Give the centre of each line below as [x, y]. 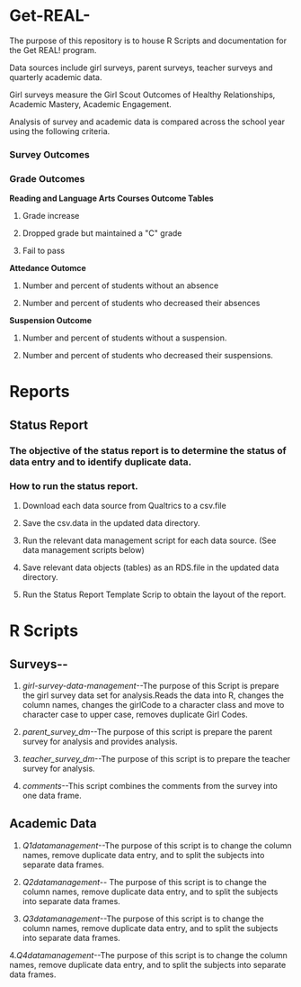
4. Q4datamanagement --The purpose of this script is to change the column [148, 955]
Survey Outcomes [49, 154]
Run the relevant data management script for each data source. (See [149, 540]
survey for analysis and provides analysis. [100, 741]
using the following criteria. [60, 131]
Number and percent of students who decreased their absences [141, 303]
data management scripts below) [84, 549]
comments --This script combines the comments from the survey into [150, 785]
